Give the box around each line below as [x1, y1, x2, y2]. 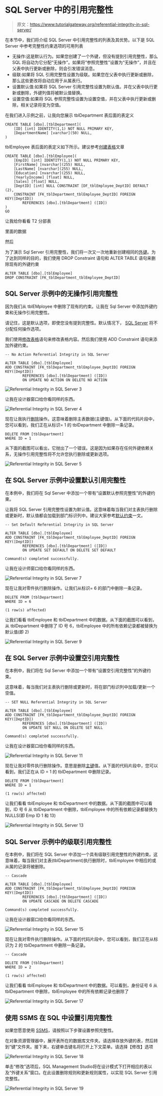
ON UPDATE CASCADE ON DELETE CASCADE [22, 899, 98, 904]
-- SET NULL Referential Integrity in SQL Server [5, 700, 108, 705]
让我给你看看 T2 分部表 [5, 218, 51, 224]
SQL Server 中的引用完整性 [5, 4, 114, 16]
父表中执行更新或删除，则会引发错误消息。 [12, 65, 98, 71]
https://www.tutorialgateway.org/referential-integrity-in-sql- [30, 21, 150, 27]
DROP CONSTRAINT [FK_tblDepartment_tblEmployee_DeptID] [5, 275, 120, 280]
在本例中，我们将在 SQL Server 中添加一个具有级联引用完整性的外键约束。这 [5, 851, 158, 857]
